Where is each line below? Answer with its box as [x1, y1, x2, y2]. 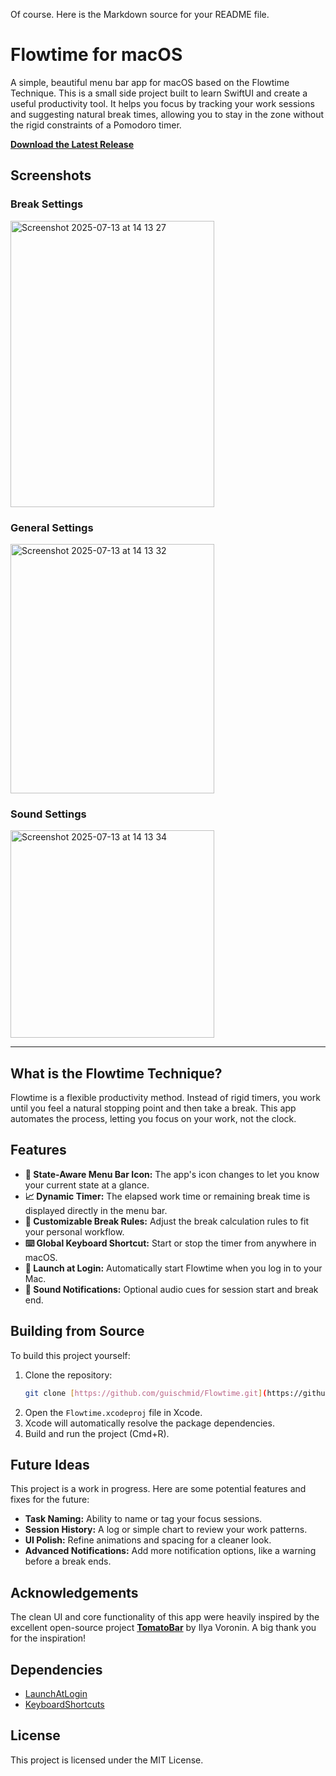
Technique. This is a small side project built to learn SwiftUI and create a [10, 87, 308, 99]
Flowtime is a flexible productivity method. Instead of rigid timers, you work [10, 1092, 321, 1104]
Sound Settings [10, 807, 87, 821]
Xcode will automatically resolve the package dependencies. [24, 1417, 275, 1429]
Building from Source [10, 1323, 145, 1340]
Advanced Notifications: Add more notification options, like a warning [24, 1545, 317, 1557]
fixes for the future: [10, 1494, 90, 1506]
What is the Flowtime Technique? [10, 1065, 223, 1082]
